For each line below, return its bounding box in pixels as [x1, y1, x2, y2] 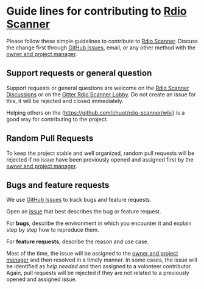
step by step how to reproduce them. [6, 226, 99, 234]
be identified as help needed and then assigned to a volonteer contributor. [6, 263, 192, 270]
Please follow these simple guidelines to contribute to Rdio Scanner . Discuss [6, 37, 198, 45]
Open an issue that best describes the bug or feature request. [6, 208, 161, 215]
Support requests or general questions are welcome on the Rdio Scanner [6, 84, 189, 91]
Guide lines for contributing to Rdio [6, 4, 187, 18]
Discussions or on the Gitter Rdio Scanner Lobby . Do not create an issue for [6, 90, 196, 98]
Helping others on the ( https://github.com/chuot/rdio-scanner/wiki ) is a [6, 109, 185, 116]
